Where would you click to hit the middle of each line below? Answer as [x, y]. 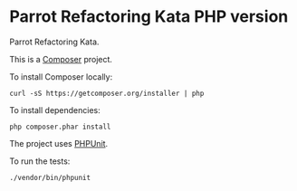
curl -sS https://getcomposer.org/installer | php [107, 93]
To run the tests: [40, 161]
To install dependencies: [55, 110]
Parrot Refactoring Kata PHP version [149, 17]
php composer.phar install [60, 127]
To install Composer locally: [61, 76]
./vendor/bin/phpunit [50, 177]
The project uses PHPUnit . [59, 143]
